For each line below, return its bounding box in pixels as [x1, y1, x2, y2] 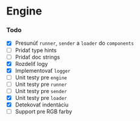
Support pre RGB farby [15, 108, 73, 116]
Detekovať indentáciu [15, 101, 68, 108]
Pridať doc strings [15, 53, 61, 60]
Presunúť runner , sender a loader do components [15, 39, 135, 47]
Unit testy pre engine [15, 74, 67, 81]
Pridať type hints [15, 47, 57, 54]
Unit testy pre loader [15, 94, 67, 101]
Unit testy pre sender [15, 87, 67, 94]
